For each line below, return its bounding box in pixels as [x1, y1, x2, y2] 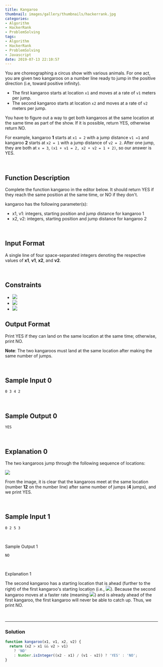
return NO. [5, 125, 26, 131]
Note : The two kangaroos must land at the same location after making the [5, 347, 152, 353]
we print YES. [5, 489, 33, 495]
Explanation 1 [5, 571, 32, 577]
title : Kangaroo [5, 7, 38, 12]
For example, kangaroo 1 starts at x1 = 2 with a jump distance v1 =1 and [5, 135, 149, 141]
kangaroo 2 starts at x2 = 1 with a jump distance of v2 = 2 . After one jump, [5, 140, 155, 146]
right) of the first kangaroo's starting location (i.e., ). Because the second [5, 586, 156, 592]
